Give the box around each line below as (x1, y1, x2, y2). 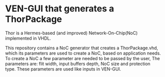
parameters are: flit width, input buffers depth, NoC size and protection (5, 61, 151, 67)
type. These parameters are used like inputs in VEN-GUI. (5, 66, 121, 72)
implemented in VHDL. (5, 35, 51, 41)
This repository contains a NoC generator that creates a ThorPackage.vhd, (5, 45, 158, 51)
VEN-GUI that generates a (5, 3, 114, 14)
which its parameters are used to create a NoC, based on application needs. (5, 50, 161, 56)
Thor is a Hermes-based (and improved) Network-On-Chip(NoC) (5, 30, 138, 36)
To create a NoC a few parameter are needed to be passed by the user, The (5, 55, 160, 61)
